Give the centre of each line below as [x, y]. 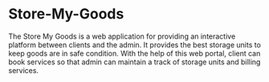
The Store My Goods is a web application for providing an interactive [122, 36]
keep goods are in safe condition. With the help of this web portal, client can [134, 53]
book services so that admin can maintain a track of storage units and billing [134, 62]
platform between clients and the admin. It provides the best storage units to [134, 44]
